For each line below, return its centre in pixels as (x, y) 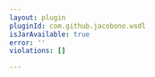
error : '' (28, 43)
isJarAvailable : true (50, 34)
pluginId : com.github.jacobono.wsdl (77, 26)
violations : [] (38, 51)
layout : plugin (38, 17)
